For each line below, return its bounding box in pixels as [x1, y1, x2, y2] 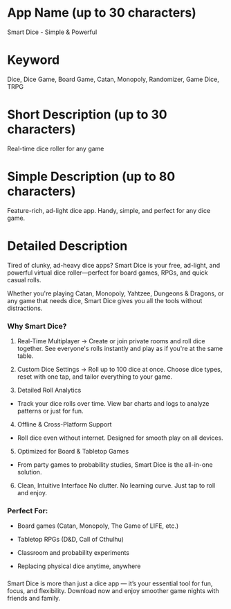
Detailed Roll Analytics [17, 386, 82, 394]
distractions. [7, 304, 43, 312]
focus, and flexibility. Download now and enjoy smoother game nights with [7, 587, 219, 595]
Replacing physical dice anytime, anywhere [17, 562, 141, 570]
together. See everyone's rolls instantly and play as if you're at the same [17, 344, 223, 352]
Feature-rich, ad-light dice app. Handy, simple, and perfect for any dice [7, 206, 211, 214]
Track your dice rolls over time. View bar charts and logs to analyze [17, 399, 210, 407]
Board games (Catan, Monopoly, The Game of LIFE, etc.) [17, 522, 179, 530]
